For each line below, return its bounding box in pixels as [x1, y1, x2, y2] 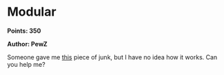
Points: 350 [7, 27, 41, 35]
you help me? [7, 60, 46, 68]
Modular [7, 4, 57, 20]
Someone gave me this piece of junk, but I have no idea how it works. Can [7, 52, 218, 61]
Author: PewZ [7, 40, 48, 48]
